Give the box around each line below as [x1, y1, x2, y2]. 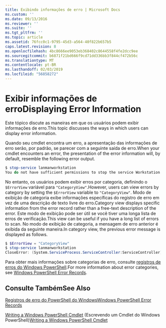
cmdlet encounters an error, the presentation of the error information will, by [5, 150, 161, 156]
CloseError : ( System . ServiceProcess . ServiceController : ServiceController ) [5, 250, 163, 255]
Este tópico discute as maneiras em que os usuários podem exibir [5, 120, 139, 126]
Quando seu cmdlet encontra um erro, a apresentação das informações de [5, 140, 157, 146]
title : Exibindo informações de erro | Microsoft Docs [5, 7, 121, 12]
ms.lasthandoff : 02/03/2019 [5, 67, 63, 72]
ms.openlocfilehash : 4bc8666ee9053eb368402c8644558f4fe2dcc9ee [5, 48, 138, 53]
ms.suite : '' [5, 26, 32, 31]
